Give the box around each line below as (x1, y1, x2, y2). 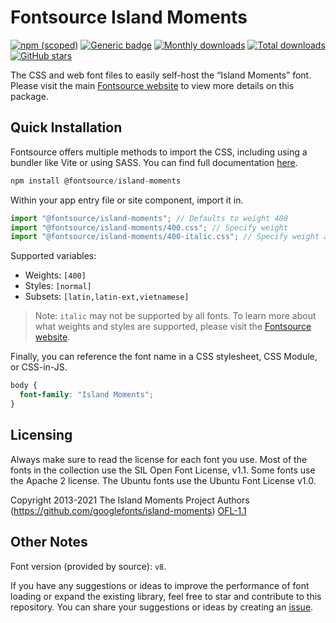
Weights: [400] (24, 269, 87, 281)
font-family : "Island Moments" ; (19, 390, 155, 400)
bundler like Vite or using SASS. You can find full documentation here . (10, 156, 298, 168)
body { (10, 381, 38, 391)
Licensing (10, 427, 73, 444)
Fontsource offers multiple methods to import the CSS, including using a (10, 146, 308, 158)
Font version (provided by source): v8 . (10, 560, 167, 572)
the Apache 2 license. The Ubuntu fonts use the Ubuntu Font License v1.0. (10, 474, 317, 486)
